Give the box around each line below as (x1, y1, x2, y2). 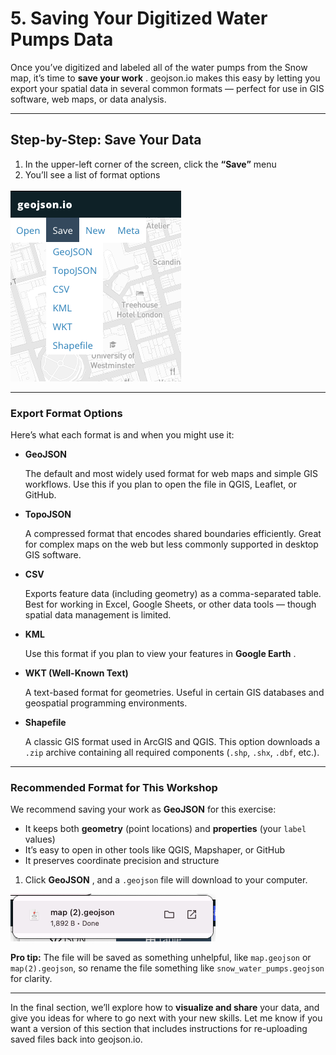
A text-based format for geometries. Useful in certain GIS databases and (24, 687, 325, 699)
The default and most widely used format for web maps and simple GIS (24, 468, 319, 480)
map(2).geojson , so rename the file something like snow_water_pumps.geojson (10, 962, 325, 974)
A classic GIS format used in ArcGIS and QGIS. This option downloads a (24, 736, 320, 748)
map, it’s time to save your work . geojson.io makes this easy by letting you (10, 72, 321, 84)
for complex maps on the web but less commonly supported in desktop (24, 538, 319, 551)
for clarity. (10, 973, 53, 985)
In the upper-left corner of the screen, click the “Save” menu (24, 158, 277, 170)
